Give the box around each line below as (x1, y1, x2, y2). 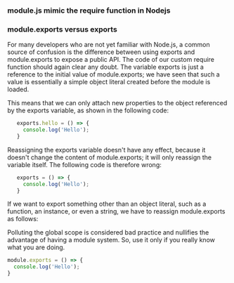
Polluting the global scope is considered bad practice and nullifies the (7, 228, 209, 237)
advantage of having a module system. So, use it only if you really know (7, 236, 216, 244)
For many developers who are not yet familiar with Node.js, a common (7, 41, 210, 49)
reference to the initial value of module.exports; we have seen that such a (7, 70, 220, 79)
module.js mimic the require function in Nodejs (7, 6, 171, 15)
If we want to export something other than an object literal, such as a (7, 199, 207, 209)
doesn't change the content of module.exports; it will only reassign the (7, 153, 212, 162)
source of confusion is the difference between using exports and (7, 48, 195, 56)
